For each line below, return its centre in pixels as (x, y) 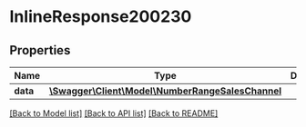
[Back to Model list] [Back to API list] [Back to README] (114, 113)
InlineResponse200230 (101, 17)
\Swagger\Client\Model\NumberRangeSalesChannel (165, 91)
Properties (40, 50)
